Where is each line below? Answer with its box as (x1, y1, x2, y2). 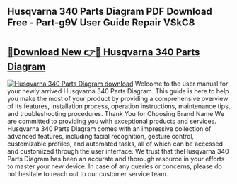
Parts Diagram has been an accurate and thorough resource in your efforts (7, 155, 225, 163)
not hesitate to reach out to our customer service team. (7, 170, 168, 178)
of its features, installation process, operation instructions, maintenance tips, (7, 102, 231, 110)
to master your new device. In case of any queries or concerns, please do (7, 162, 223, 171)
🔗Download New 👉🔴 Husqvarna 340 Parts (7, 46, 200, 58)
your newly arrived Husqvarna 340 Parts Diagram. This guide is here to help (7, 87, 229, 95)
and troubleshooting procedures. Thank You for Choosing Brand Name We (7, 110, 225, 117)
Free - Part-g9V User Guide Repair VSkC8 (7, 17, 195, 29)
